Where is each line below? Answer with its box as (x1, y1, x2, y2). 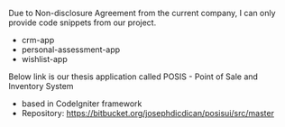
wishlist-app (21, 54, 69, 64)
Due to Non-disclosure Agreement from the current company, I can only (8, 8, 276, 18)
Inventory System (8, 81, 74, 91)
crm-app (21, 35, 55, 45)
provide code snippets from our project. (8, 17, 157, 28)
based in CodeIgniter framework (21, 98, 142, 109)
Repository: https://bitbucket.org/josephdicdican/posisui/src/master (21, 108, 274, 118)
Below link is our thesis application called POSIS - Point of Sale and (8, 71, 259, 82)
